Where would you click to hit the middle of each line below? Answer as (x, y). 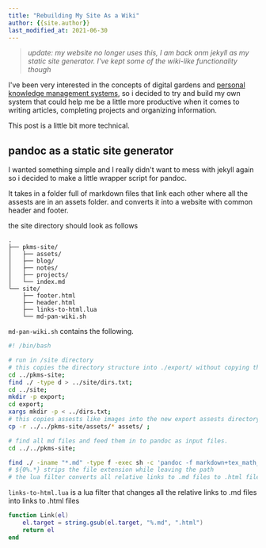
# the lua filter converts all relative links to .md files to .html (125, 477)
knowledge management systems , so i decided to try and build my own (125, 94)
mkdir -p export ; (37, 397)
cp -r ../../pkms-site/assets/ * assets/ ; (79, 426)
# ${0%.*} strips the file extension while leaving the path (111, 470)
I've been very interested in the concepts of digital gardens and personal (127, 85)
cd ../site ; (28, 389)
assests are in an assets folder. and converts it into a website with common (131, 202)
